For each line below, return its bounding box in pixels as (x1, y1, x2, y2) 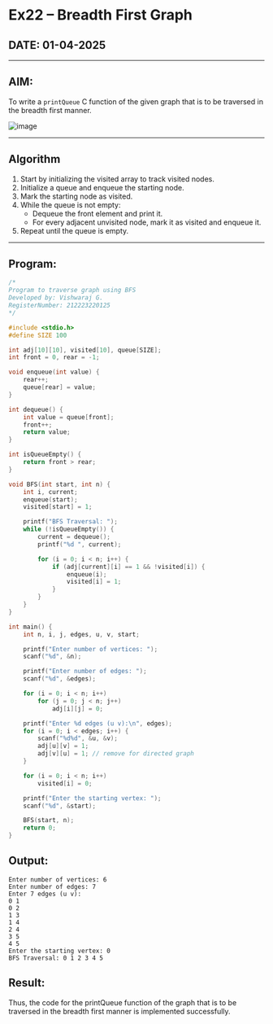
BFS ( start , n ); (23, 816, 75, 825)
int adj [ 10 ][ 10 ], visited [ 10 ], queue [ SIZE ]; (8, 346, 162, 354)
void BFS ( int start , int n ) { (8, 480, 111, 488)
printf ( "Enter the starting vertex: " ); (23, 794, 162, 803)
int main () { (8, 623, 53, 631)
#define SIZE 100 (8, 331, 67, 339)
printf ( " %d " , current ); (37, 540, 122, 549)
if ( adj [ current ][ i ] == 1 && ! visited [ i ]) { (51, 562, 206, 571)
